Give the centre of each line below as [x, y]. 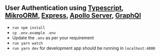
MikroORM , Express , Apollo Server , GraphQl [73, 16]
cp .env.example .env [34, 33]
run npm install [28, 28]
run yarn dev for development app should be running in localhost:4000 [84, 48]
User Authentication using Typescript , [64, 8]
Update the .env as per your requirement [53, 37]
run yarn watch [27, 43]
